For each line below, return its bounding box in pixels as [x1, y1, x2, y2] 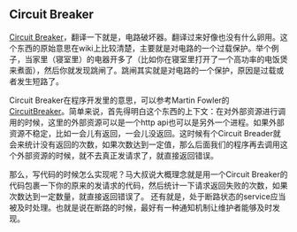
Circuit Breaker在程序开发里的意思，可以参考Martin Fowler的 [9, 95, 230, 105]
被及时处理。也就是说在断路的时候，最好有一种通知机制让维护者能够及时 [9, 202, 272, 213]
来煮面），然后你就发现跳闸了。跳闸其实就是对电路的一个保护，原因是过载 [9, 65, 277, 75]
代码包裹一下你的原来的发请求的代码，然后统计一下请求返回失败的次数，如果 [9, 180, 288, 190]
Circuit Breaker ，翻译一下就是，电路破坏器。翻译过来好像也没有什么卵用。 [9, 31, 280, 43]
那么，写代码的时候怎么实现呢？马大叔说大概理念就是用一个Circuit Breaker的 [9, 168, 288, 180]
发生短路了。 [16, 75, 64, 87]
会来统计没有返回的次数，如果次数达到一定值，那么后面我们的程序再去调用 [9, 139, 280, 150]
